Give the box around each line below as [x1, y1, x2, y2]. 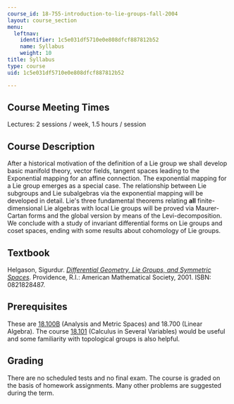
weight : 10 [20, 50, 52, 57]
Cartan [7, 212, 27, 220]
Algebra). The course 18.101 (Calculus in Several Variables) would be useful [7, 327, 226, 335]
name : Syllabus [20, 43, 65, 50]
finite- [197, 196, 215, 205]
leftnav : [13, 30, 39, 37]
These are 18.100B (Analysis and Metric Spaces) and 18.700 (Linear [7, 320, 203, 328]
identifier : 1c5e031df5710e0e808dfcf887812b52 [20, 37, 159, 44]
